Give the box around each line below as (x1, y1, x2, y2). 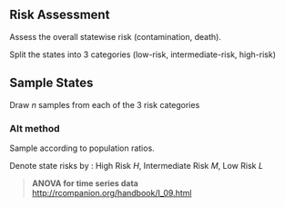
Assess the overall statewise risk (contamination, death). (9, 31, 221, 42)
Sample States (9, 75, 94, 91)
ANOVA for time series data (31, 177, 138, 189)
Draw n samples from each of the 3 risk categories (9, 99, 200, 110)
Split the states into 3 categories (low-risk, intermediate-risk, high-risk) (9, 49, 276, 60)
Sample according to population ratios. (9, 143, 155, 153)
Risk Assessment (9, 7, 110, 23)
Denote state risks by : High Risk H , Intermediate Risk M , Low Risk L (9, 160, 264, 171)
